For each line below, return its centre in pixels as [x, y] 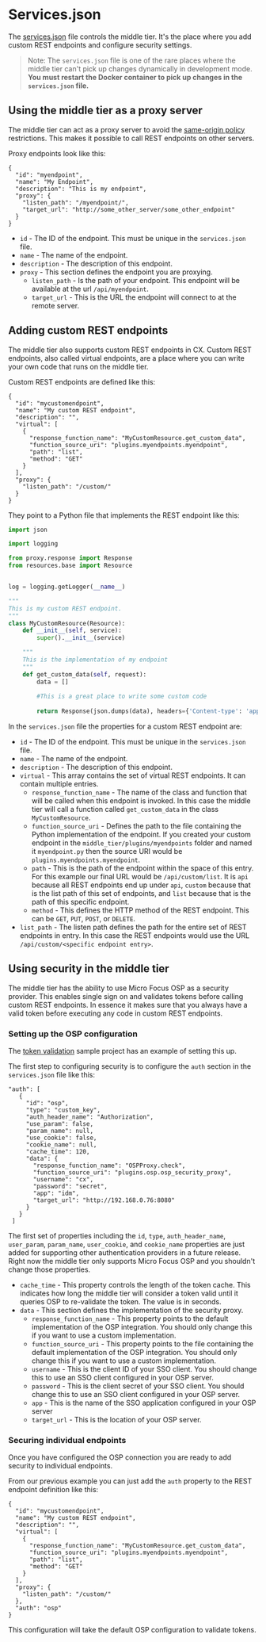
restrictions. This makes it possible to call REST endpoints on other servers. [131, 138]
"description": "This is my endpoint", [81, 189]
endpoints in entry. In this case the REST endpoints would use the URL [135, 936]
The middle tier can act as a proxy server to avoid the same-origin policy [127, 129]
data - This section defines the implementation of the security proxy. [131, 1311]
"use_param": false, [59, 1124]
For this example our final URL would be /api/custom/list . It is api [140, 877]
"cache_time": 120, [58, 1152]
